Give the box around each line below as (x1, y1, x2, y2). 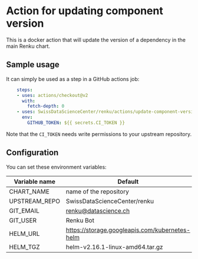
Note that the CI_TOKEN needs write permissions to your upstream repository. (6, 130, 192, 137)
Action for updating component (6, 4, 163, 18)
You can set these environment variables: (6, 163, 107, 170)
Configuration (6, 148, 59, 158)
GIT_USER (9, 216, 37, 224)
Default (117, 177, 139, 186)
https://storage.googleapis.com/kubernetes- (65, 226, 190, 234)
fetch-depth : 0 (27, 103, 65, 109)
